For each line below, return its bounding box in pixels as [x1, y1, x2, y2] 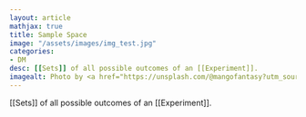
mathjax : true [9, 22, 64, 31]
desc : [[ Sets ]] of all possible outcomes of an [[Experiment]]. [9, 64, 259, 73]
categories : [9, 47, 55, 56]
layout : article [9, 13, 71, 23]
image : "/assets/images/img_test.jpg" [9, 38, 157, 48]
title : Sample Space [9, 30, 88, 39]
